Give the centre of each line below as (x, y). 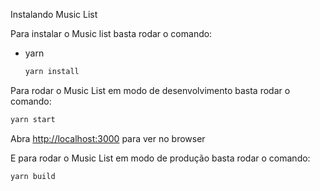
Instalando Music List (54, 14)
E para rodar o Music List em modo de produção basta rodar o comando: (160, 158)
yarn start (33, 119)
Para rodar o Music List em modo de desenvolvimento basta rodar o (150, 90)
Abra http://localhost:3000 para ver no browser (108, 138)
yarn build (33, 176)
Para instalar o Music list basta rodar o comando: (111, 33)
